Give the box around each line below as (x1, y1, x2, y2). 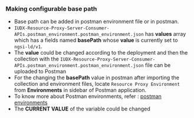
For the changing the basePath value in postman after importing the (14, 74, 179, 81)
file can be (144, 62, 171, 69)
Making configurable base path (5, 5, 97, 13)
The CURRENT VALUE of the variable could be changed (14, 105, 151, 113)
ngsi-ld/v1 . (14, 43, 42, 50)
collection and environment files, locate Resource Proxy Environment (14, 80, 180, 87)
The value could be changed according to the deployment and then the (14, 49, 188, 56)
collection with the (14, 55, 60, 63)
